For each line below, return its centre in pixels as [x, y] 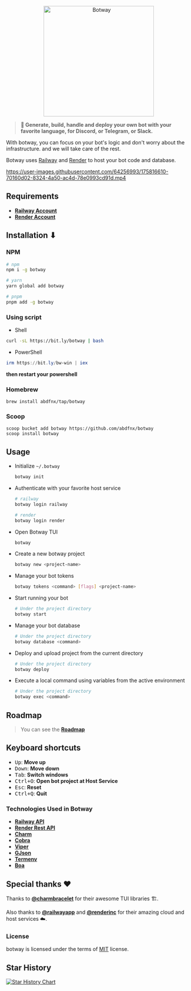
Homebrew [22, 389]
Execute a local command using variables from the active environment [100, 680]
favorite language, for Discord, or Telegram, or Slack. [87, 131]
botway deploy [32, 669]
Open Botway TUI [36, 532]
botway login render [40, 521]
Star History [29, 968]
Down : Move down [37, 768]
